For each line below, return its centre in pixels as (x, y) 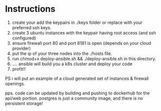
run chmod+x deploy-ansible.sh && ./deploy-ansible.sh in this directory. (84, 58)
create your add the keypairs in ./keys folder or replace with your (77, 22)
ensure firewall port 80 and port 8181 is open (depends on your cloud (81, 43)
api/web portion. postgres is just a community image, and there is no (74, 98)
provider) (21, 48)
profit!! (19, 69)
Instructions (30, 9)
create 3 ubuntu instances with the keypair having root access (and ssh (84, 33)
